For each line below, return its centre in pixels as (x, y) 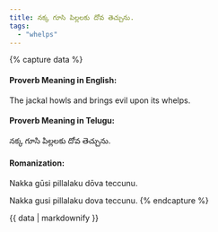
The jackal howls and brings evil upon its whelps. (100, 100)
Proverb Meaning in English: (63, 80)
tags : (19, 26)
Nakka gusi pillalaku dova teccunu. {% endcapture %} (109, 200)
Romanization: (37, 163)
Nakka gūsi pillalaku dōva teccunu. (74, 183)
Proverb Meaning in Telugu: (62, 121)
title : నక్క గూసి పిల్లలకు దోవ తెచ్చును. (72, 17)
